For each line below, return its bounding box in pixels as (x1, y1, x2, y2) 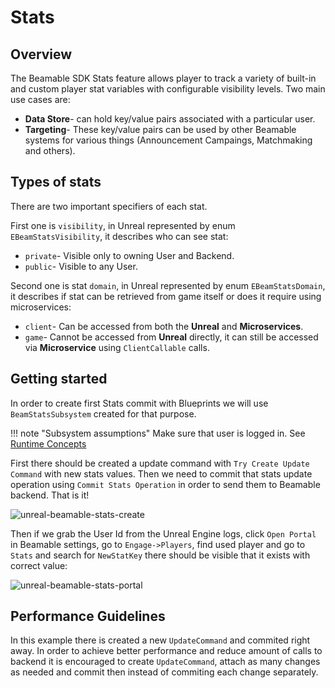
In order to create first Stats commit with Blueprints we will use (10, 397, 269, 409)
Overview (10, 46, 73, 63)
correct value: (10, 559, 68, 571)
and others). (24, 145, 76, 156)
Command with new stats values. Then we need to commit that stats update (10, 467, 313, 480)
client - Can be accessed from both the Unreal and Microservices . (24, 320, 304, 332)
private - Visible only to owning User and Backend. (24, 249, 235, 261)
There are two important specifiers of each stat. (10, 200, 208, 212)
